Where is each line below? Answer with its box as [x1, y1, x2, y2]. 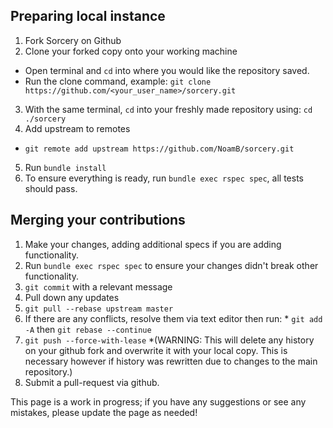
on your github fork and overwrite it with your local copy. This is [24, 344, 288, 356]
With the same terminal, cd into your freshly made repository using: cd [24, 103, 313, 115]
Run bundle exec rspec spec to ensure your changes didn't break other [24, 259, 319, 271]
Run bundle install [24, 161, 107, 173]
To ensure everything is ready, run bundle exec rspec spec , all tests [24, 172, 304, 184]
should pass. [24, 182, 78, 194]
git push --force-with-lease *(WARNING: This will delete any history [24, 334, 315, 346]
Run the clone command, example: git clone [24, 75, 212, 87]
